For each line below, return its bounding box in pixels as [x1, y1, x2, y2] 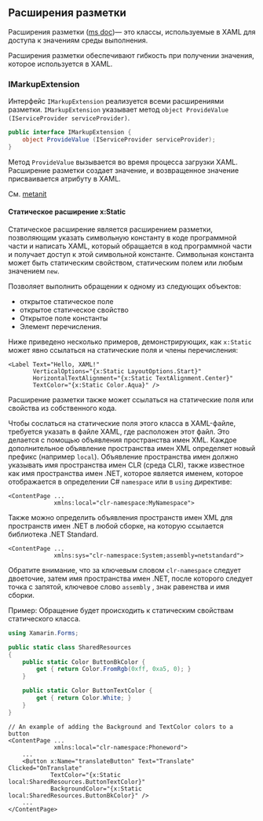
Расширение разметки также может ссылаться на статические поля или [8, 394, 254, 404]
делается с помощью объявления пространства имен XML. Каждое [8, 435, 237, 445]
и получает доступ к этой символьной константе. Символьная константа [8, 249, 254, 258]
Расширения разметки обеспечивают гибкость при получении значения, [8, 50, 255, 60]
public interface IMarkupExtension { [8, 129, 132, 137]
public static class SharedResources [8, 643, 132, 651]
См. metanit [8, 189, 47, 199]
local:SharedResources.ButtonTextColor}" [8, 778, 146, 786]
